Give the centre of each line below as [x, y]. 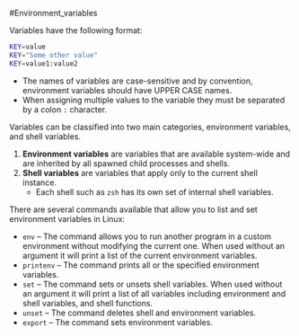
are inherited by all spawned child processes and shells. [126, 163]
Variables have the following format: [76, 30]
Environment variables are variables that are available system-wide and [156, 154]
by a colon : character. [65, 109]
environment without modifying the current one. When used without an [154, 245]
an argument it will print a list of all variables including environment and [154, 293]
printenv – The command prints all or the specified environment [141, 265]
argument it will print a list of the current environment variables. [140, 255]
